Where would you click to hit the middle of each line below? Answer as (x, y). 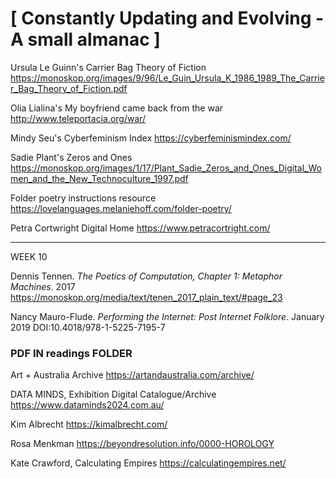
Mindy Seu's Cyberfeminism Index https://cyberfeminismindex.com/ (151, 138)
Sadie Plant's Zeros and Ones (71, 157)
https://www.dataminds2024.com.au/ (87, 405)
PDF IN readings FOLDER (71, 353)
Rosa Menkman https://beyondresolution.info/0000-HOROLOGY (142, 444)
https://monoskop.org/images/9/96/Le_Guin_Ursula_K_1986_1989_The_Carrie (167, 78)
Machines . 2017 (43, 286)
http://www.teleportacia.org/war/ (78, 118)
